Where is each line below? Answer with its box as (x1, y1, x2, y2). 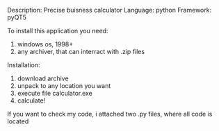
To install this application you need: (7, 27, 108, 35)
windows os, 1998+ (17, 40, 74, 48)
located (7, 117, 29, 125)
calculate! (17, 96, 46, 105)
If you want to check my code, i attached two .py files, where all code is (7, 110, 213, 118)
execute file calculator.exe (17, 89, 92, 97)
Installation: (7, 61, 40, 69)
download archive (17, 74, 69, 82)
